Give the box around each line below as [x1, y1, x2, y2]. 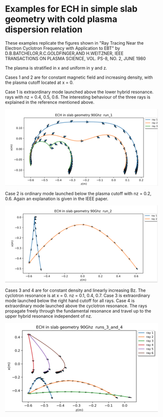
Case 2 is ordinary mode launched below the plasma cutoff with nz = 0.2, [5, 190, 152, 196]
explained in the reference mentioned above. [5, 99, 95, 105]
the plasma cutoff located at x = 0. [5, 79, 74, 85]
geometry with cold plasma [5, 14, 117, 25]
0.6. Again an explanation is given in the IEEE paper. [5, 196, 109, 201]
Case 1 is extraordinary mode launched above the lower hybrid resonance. [5, 89, 154, 95]
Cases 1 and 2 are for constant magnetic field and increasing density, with [5, 74, 153, 80]
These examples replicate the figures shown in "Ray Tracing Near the [5, 40, 144, 46]
